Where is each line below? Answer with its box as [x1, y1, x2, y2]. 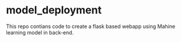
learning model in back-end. [6, 29, 74, 36]
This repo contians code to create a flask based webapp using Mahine [6, 23, 176, 30]
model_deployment [6, 3, 102, 17]
